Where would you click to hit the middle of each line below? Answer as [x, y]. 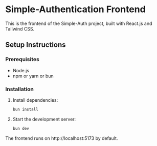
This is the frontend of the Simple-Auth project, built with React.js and [79, 23]
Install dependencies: [35, 100]
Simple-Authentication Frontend [75, 9]
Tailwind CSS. [20, 28]
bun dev [21, 128]
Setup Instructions [36, 45]
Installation [20, 89]
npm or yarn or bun [33, 76]
